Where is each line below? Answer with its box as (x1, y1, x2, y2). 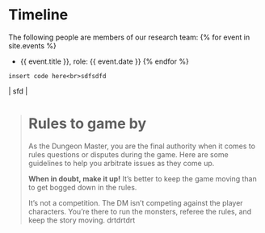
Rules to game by (27, 114, 147, 133)
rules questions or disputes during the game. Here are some (27, 149, 229, 159)
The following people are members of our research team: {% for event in (8, 32, 250, 42)
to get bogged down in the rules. (27, 182, 137, 192)
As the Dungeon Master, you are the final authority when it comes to (27, 141, 256, 151)
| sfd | (8, 86, 28, 96)
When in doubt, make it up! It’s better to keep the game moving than (27, 173, 257, 183)
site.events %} (8, 40, 57, 50)
